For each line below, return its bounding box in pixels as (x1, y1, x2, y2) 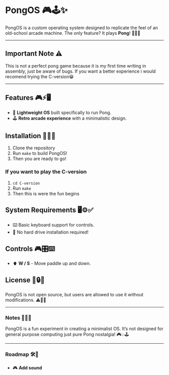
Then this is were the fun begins (12, 190, 79, 196)
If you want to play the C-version (5, 168, 87, 175)
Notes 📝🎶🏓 (5, 314, 32, 322)
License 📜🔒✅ (5, 276, 45, 284)
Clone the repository (12, 145, 55, 151)
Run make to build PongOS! (12, 150, 67, 156)
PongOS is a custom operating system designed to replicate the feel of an (5, 24, 158, 31)
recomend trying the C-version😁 (5, 73, 74, 79)
